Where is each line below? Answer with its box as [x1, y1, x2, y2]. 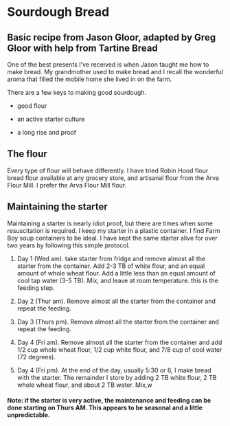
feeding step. [16, 283, 55, 292]
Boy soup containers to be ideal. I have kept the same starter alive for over [7, 234, 218, 242]
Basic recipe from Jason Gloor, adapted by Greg [7, 32, 216, 43]
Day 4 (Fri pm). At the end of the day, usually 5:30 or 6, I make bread [16, 366, 211, 374]
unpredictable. [7, 411, 50, 419]
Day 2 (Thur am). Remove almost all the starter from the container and [16, 297, 216, 305]
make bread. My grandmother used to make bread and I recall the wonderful [7, 68, 224, 76]
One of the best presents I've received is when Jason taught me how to [7, 60, 209, 69]
